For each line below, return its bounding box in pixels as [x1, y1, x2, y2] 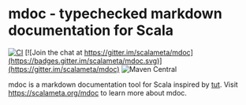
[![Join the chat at [24, 47, 83, 57]
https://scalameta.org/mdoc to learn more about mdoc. [8, 88, 188, 97]
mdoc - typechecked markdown [8, 5, 222, 23]
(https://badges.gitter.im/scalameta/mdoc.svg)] [8, 56, 162, 66]
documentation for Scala [8, 21, 174, 39]
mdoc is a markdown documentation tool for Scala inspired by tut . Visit [8, 80, 238, 89]
